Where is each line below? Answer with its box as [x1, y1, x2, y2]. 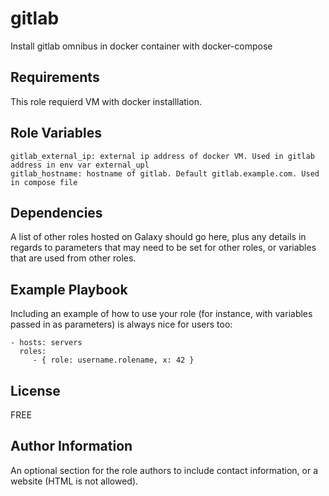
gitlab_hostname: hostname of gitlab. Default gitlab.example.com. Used [10, 168, 320, 179]
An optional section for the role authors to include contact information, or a [10, 464, 319, 476]
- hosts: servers [10, 338, 83, 348]
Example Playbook [10, 281, 128, 298]
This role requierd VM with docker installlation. [10, 95, 202, 107]
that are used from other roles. [10, 252, 137, 264]
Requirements [10, 69, 100, 86]
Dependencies [10, 204, 103, 221]
